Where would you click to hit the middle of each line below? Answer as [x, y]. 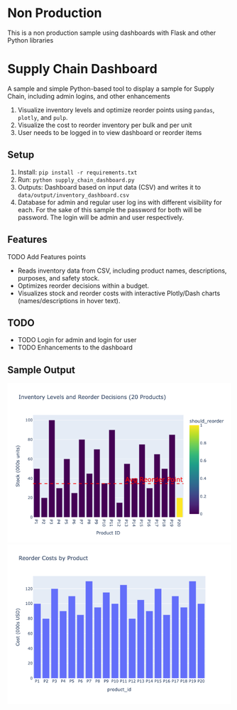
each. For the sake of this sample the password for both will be [110, 209]
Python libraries [31, 40]
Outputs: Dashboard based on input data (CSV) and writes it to [109, 187]
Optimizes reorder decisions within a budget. [83, 285]
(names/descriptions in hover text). [69, 300]
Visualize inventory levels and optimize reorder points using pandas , [116, 110]
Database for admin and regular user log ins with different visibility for [120, 202]
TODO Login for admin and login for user [77, 340]
